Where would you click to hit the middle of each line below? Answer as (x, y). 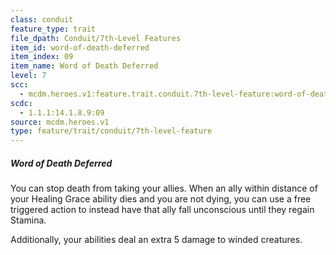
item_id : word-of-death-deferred (80, 47)
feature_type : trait (53, 29)
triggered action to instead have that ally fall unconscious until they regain (162, 210)
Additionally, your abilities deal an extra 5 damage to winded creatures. (156, 240)
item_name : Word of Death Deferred (84, 66)
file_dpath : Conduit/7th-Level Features (96, 38)
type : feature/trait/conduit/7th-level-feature (111, 131)
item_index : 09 (42, 57)
